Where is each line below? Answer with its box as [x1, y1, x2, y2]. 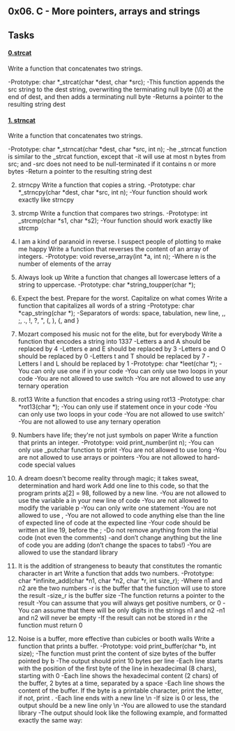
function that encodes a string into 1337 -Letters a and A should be [17, 338, 211, 346]
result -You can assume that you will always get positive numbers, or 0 [17, 599, 222, 608]
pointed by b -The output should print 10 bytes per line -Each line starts [17, 657, 224, 665]
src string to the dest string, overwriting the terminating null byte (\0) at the [8, 85, 224, 93]
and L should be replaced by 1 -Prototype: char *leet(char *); [43, 359, 218, 368]
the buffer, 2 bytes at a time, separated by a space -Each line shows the [17, 679, 225, 688]
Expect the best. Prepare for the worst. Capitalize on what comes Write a [17, 294, 228, 303]
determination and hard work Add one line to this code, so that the [17, 481, 209, 490]
